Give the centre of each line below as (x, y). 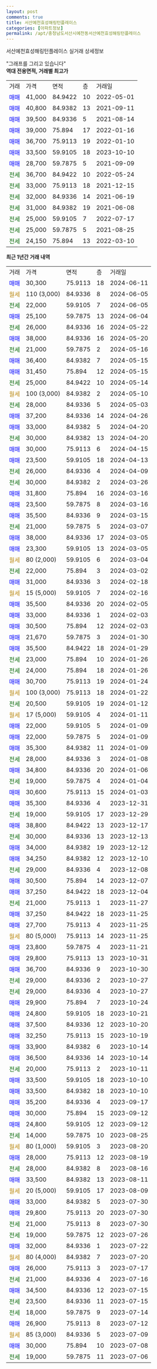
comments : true (25, 17)
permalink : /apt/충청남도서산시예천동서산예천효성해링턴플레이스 (74, 34)
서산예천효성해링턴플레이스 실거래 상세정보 (55, 51)
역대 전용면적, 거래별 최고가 (37, 71)
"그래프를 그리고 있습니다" (36, 64)
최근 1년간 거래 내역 (28, 257)
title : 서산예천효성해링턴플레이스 (42, 22)
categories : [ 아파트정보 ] (35, 28)
